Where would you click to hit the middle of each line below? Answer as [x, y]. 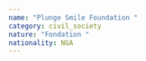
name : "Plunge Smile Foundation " [73, 17]
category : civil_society [55, 26]
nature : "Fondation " [49, 34]
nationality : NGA [41, 43]
